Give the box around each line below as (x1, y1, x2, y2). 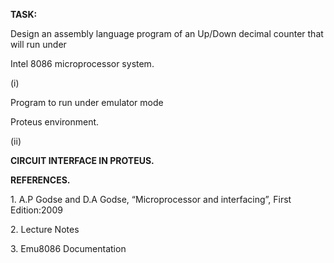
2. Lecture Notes (10, 224, 80, 235)
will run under (10, 39, 67, 50)
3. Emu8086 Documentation (10, 243, 127, 254)
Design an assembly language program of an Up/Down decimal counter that (10, 28, 324, 39)
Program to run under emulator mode (10, 97, 164, 108)
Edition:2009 (10, 204, 63, 216)
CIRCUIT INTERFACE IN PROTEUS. (10, 155, 155, 166)
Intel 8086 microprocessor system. (10, 58, 155, 69)
